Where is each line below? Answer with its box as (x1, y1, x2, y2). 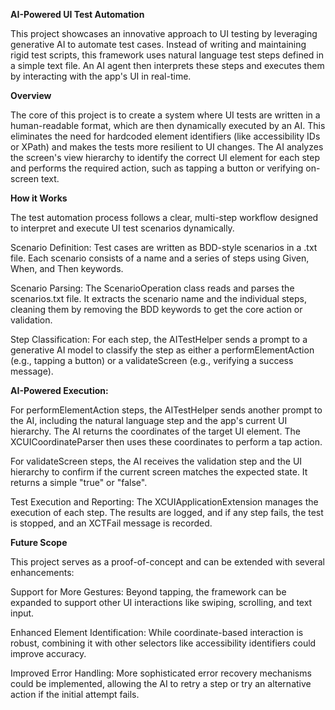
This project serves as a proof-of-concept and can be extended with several (10, 556, 325, 568)
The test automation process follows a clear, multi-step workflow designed (10, 212, 319, 223)
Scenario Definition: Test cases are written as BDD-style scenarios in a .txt (10, 242, 318, 253)
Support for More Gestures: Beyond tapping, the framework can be (10, 586, 287, 598)
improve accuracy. (10, 648, 87, 659)
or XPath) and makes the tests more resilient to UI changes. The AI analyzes (10, 141, 324, 153)
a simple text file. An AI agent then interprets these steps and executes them (10, 60, 325, 71)
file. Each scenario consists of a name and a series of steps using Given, (10, 252, 310, 264)
